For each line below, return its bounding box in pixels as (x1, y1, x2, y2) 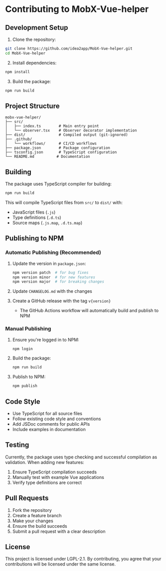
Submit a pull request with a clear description (12, 528, 106, 534)
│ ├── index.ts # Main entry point (5, 123, 99, 129)
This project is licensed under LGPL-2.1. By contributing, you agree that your (5, 556, 162, 562)
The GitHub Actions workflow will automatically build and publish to (19, 308, 159, 314)
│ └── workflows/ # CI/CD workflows (5, 141, 97, 146)
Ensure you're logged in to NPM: (12, 337, 80, 343)
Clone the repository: (12, 36, 56, 42)
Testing (5, 441, 29, 449)
